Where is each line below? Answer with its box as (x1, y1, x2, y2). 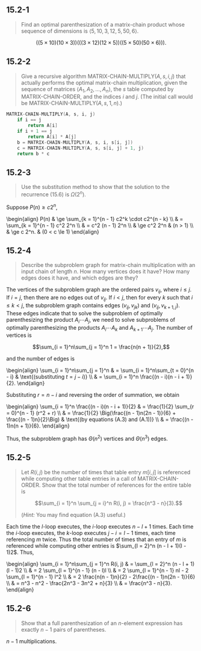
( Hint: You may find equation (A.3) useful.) (20, 511, 126, 518)
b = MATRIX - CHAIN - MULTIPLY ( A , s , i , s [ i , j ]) (17, 139, 134, 146)
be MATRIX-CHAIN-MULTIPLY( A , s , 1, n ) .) (20, 100, 122, 107)
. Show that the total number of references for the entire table (39, 481, 191, 489)
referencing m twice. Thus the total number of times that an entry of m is (6, 536, 187, 543)
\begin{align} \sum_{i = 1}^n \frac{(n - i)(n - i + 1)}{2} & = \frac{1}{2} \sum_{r (6, 403, 194, 410)
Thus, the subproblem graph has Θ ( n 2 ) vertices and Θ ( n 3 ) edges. (6, 434, 169, 442)
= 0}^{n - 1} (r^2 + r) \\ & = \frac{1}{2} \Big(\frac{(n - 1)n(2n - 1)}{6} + (6, 409, 176, 417)
